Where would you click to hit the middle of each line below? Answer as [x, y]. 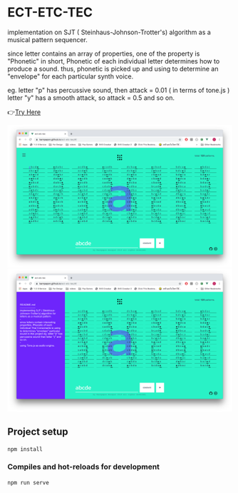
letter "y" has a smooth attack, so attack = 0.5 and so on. [91, 98]
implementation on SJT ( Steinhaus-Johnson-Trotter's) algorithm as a [109, 32]
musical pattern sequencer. [47, 39]
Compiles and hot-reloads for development [84, 467]
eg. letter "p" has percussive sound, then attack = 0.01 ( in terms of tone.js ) [119, 90]
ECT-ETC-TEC [50, 12]
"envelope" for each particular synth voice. [71, 76]
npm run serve [29, 482]
